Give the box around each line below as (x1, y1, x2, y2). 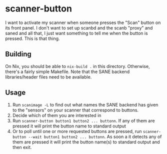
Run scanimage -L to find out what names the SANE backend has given (12, 101, 158, 107)
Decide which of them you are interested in (12, 112, 101, 118)
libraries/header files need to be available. (5, 73, 92, 80)
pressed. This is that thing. (5, 35, 60, 41)
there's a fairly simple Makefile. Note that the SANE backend (5, 68, 130, 74)
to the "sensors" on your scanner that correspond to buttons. (12, 107, 139, 113)
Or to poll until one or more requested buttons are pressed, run (12, 128, 142, 134)
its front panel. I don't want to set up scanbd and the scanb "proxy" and (5, 24, 153, 30)
